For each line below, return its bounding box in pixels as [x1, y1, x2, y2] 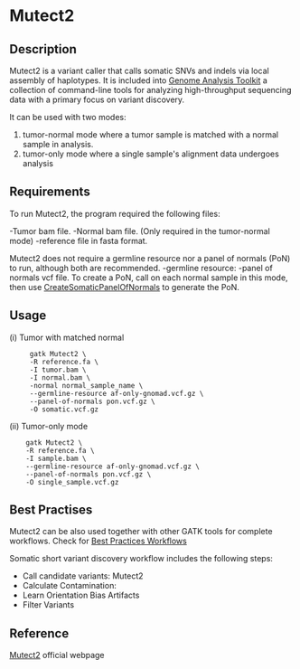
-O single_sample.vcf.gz [25, 477, 119, 486]
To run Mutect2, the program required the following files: [9, 208, 220, 219]
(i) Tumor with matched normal [9, 332, 125, 343]
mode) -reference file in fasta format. [9, 235, 148, 246]
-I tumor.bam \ [29, 365, 88, 374]
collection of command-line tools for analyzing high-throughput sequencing [9, 85, 292, 95]
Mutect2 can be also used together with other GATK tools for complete [9, 526, 273, 537]
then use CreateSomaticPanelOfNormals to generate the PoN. [9, 281, 239, 292]
